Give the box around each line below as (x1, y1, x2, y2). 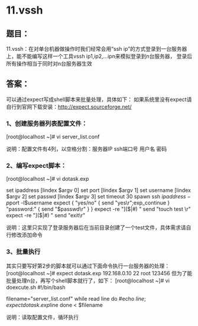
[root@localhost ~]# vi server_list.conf (6, 133, 100, 141)
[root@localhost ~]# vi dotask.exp (6, 175, 89, 182)
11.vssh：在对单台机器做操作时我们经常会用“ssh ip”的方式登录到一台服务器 (6, 45, 187, 52)
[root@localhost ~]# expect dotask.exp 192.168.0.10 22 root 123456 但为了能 (6, 269, 193, 276)
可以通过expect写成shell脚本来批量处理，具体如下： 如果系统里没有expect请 (6, 96, 192, 103)
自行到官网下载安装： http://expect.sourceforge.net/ (6, 103, 132, 110)
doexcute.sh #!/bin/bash (6, 283, 66, 291)
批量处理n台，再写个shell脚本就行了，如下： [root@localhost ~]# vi (6, 277, 170, 284)
